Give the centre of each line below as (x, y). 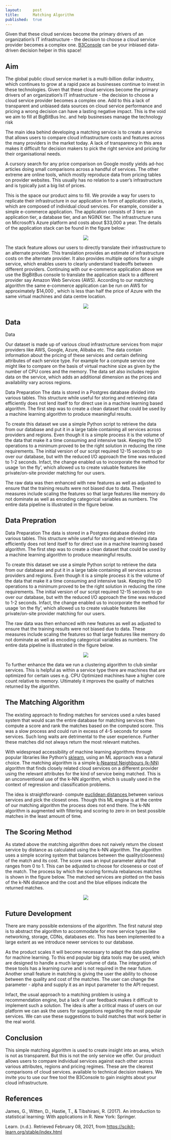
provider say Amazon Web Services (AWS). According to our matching (80, 280)
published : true (24, 19)
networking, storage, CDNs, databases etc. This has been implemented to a (85, 937)
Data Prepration (31, 520)
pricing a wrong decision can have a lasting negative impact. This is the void (86, 111)
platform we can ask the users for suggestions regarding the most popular (83, 1011)
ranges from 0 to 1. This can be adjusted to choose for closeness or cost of (84, 866)
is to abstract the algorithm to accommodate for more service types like (81, 931)
